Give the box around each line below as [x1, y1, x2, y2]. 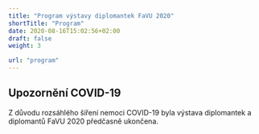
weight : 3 [8, 42, 42, 50]
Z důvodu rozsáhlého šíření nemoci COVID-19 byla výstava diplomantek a [8, 107, 252, 117]
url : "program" [8, 57, 60, 65]
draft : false [8, 34, 52, 43]
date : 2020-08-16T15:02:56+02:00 [8, 27, 121, 35]
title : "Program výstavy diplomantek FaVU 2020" [8, 11, 175, 20]
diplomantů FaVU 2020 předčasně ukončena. [8, 116, 159, 126]
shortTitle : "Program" [8, 19, 84, 27]
